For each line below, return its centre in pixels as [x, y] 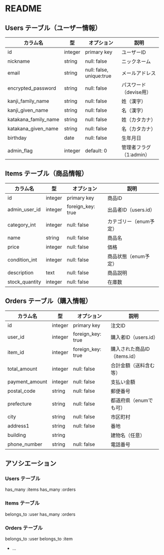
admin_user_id [24, 209]
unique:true [98, 76]
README [23, 9]
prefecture [20, 404]
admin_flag [20, 151]
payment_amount [27, 381]
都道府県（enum [129, 400]
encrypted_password [32, 88]
